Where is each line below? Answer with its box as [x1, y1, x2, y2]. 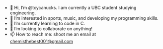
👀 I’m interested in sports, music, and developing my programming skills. [9, 15, 159, 21]
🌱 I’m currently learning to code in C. [9, 20, 85, 26]
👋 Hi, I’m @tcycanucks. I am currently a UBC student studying [9, 5, 137, 10]
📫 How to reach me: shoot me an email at [9, 31, 96, 37]
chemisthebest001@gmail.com [9, 39, 74, 44]
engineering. [9, 10, 36, 16]
